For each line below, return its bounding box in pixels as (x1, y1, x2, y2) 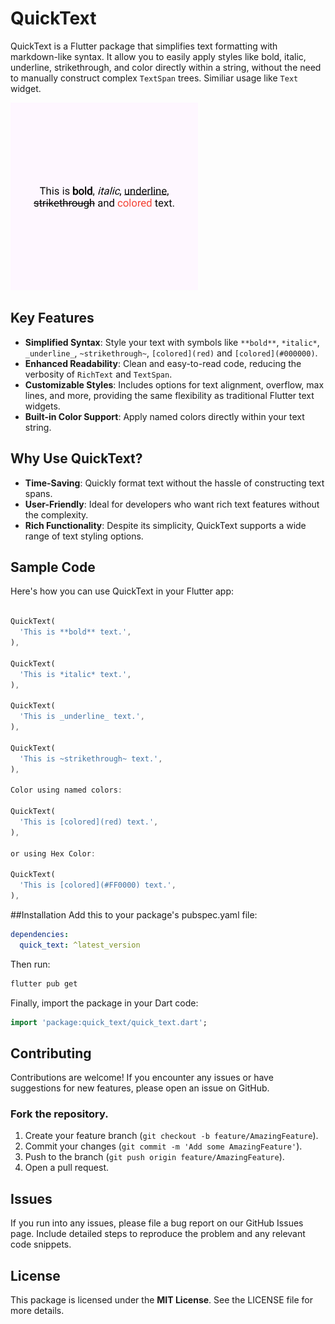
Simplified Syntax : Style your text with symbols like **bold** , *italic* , (24, 336, 320, 348)
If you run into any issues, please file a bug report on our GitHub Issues (10, 1217, 304, 1229)
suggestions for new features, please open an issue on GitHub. (10, 1082, 270, 1094)
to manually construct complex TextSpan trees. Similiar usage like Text (10, 72, 299, 84)
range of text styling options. (24, 530, 144, 542)
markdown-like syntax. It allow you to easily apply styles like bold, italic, (10, 50, 307, 62)
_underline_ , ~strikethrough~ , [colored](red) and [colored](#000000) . (24, 347, 318, 359)
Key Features (10, 310, 95, 327)
